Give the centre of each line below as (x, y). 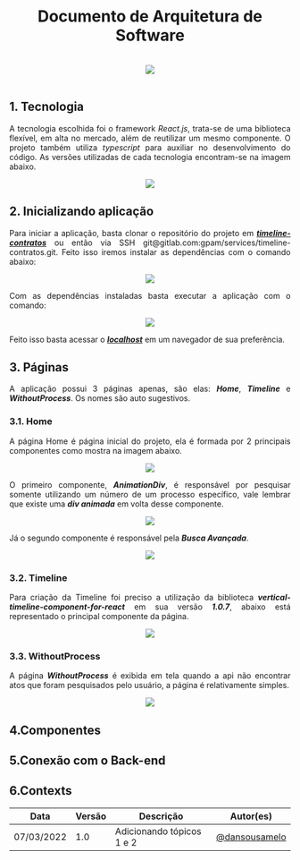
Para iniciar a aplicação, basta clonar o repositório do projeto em (132, 233)
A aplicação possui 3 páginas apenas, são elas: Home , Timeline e (150, 389)
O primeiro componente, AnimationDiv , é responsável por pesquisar (150, 484)
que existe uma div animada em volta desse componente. (117, 504)
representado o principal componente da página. (99, 616)
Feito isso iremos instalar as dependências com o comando (176, 251)
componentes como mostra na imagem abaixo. (96, 450)
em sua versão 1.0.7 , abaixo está (212, 607)
